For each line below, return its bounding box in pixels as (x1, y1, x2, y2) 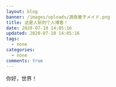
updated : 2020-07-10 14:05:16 (6, 31, 80, 36)
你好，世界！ (6, 75, 37, 82)
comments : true (6, 58, 43, 63)
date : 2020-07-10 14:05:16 (6, 25, 72, 31)
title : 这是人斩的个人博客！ (6, 19, 69, 25)
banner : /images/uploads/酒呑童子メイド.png (6, 14, 110, 20)
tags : (6, 36, 19, 42)
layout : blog (6, 8, 38, 15)
